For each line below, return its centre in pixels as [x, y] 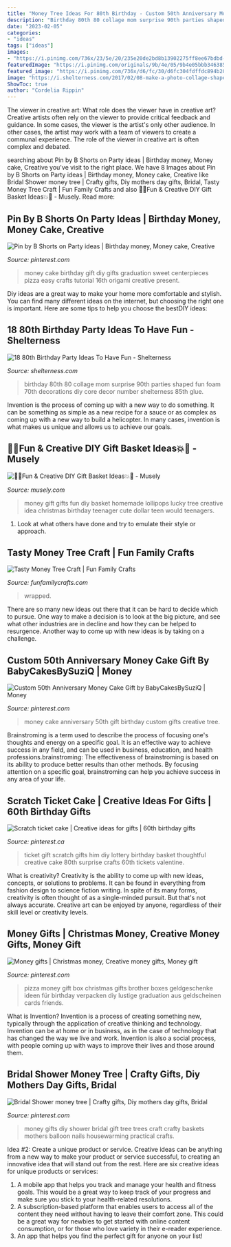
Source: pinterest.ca [36, 841]
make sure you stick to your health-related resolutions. [95, 1199]
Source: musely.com [36, 490]
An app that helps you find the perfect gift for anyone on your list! [110, 1236]
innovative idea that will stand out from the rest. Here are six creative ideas [113, 1164]
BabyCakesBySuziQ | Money [70, 671]
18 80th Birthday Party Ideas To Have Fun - [101, 330]
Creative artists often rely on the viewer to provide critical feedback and [109, 117]
